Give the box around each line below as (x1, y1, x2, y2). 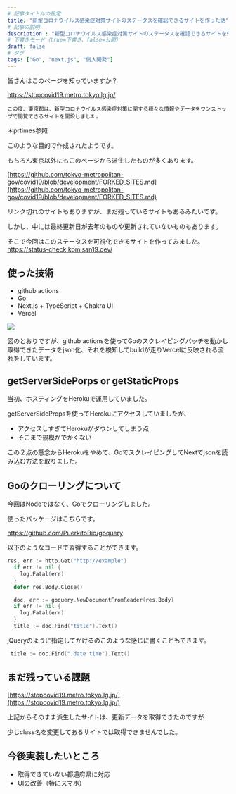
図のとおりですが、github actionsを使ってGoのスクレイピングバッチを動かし (7, 336, 229, 345)
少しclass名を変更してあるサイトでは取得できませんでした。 (7, 727, 182, 736)
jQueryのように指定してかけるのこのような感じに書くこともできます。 (7, 635, 211, 645)
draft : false (7, 43, 46, 50)
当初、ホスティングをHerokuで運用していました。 (7, 395, 151, 403)
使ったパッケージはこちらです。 (7, 515, 99, 523)
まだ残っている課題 (7, 671, 90, 683)
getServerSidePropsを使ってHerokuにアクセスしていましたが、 (7, 409, 191, 418)
